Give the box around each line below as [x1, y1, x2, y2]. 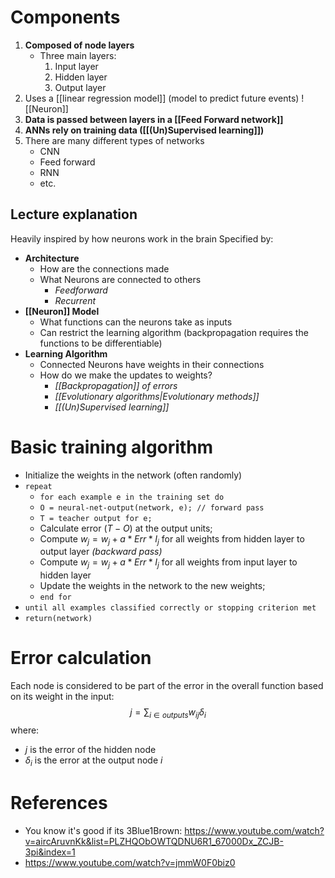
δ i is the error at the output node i [24, 754, 163, 768]
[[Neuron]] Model [24, 305, 100, 317]
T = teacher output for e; [39, 513, 153, 523]
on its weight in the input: [10, 691, 115, 703]
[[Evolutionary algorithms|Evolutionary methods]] [54, 390, 260, 402]
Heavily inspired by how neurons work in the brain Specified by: [10, 232, 274, 245]
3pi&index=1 [24, 846, 76, 858]
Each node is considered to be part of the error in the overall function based [10, 680, 324, 692]
